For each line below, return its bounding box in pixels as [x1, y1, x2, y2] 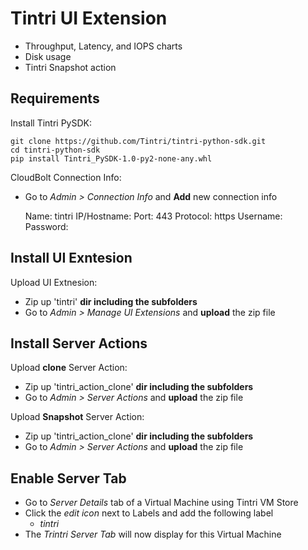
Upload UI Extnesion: [10, 276, 98, 288]
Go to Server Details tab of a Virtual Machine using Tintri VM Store [24, 497, 299, 509]
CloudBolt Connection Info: [10, 171, 122, 183]
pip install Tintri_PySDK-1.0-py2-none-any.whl [10, 153, 213, 164]
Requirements [10, 90, 100, 107]
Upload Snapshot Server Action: [10, 411, 145, 423]
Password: [24, 220, 69, 232]
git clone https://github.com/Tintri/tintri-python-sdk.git [10, 136, 267, 146]
